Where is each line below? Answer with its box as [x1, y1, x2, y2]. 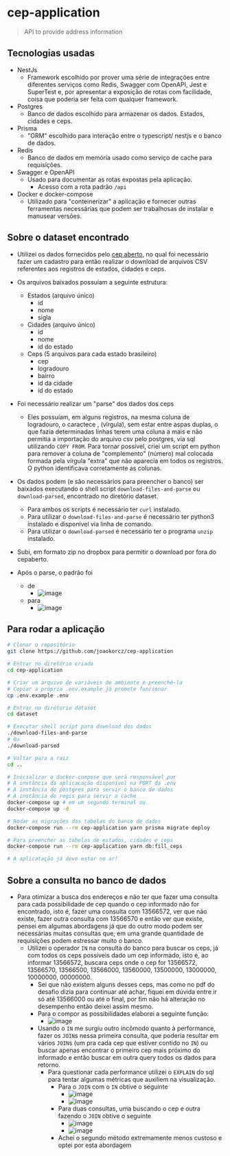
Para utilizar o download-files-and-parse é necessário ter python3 [27, 512, 215, 520]
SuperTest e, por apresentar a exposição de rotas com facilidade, [27, 87, 213, 96]
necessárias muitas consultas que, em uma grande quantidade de [16, 929, 204, 937]
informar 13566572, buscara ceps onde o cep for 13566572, [27, 958, 198, 966]
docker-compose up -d [7, 805, 69, 812]
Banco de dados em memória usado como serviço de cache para [27, 153, 213, 162]
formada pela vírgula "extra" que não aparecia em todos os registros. [27, 456, 223, 465]
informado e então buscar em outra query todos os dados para [37, 1053, 216, 1061]
